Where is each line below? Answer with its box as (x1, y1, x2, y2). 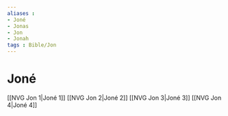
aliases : (7, 10, 36, 17)
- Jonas (7, 23, 29, 29)
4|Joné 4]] (7, 100, 38, 109)
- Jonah (7, 35, 29, 42)
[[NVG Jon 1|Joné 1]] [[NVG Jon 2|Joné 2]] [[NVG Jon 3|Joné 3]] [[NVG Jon (7, 93, 222, 102)
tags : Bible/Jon (7, 42, 57, 48)
